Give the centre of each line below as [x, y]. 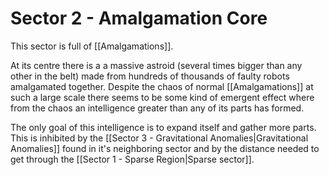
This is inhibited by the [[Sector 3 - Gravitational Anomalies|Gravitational [159, 138]
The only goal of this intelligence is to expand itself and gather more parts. [163, 127]
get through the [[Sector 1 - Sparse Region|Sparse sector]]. [132, 159]
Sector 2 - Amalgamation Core [139, 18]
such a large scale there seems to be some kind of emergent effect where [162, 97]
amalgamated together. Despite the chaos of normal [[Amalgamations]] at [162, 86]
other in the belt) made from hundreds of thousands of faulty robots [150, 76]
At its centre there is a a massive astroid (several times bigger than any [156, 65]
